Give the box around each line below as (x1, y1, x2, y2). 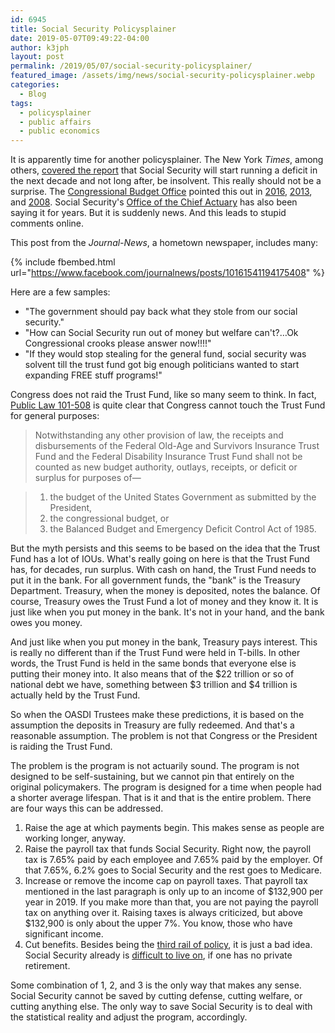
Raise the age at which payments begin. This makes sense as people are (24, 822, 325, 834)
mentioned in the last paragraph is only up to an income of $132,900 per (24, 886, 324, 898)
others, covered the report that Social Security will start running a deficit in (10, 164, 318, 176)
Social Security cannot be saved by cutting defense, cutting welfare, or (10, 990, 303, 1002)
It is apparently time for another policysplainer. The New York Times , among (10, 154, 324, 166)
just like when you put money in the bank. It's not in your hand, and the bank (10, 606, 325, 618)
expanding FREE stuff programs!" (24, 369, 163, 381)
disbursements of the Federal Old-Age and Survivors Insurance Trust (34, 440, 320, 452)
